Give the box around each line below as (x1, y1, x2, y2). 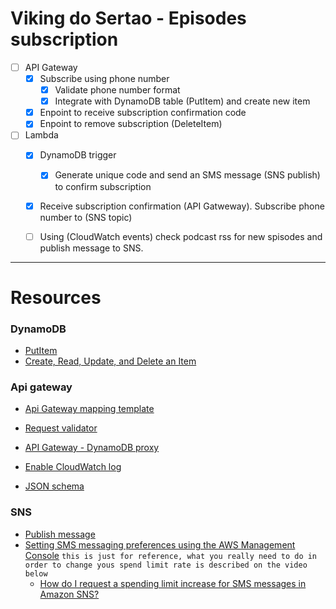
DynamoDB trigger (39, 149, 117, 161)
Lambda (24, 129, 59, 141)
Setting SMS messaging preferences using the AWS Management (24, 538, 296, 551)
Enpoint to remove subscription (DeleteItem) (39, 118, 223, 130)
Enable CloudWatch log (24, 461, 122, 473)
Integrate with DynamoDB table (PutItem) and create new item (54, 95, 311, 107)
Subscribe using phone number (39, 73, 170, 84)
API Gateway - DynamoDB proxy (24, 442, 160, 454)
